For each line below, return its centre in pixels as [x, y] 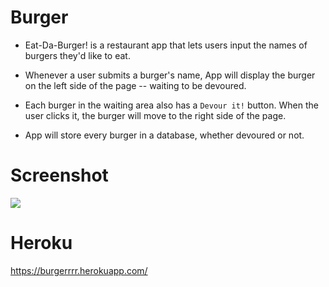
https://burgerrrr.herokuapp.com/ [79, 270]
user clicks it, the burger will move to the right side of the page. [155, 115]
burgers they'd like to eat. [77, 55]
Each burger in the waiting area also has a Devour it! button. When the [171, 105]
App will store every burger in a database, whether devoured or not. [164, 135]
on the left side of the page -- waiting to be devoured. [135, 85]
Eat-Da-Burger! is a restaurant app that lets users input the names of [166, 45]
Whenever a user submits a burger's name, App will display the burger [170, 75]
